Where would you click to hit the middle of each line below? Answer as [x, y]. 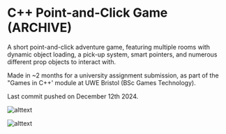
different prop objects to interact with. [62, 61]
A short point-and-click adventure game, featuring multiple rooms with [109, 47]
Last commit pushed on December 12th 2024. [73, 96]
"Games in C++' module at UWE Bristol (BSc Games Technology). [102, 82]
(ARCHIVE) [39, 28]
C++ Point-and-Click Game [88, 13]
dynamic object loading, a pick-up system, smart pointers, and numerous [112, 54]
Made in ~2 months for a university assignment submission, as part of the [113, 75]
